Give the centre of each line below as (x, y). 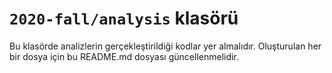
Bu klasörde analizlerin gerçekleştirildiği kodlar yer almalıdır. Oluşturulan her (165, 46)
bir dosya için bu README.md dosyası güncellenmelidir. (124, 56)
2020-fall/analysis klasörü (124, 18)
